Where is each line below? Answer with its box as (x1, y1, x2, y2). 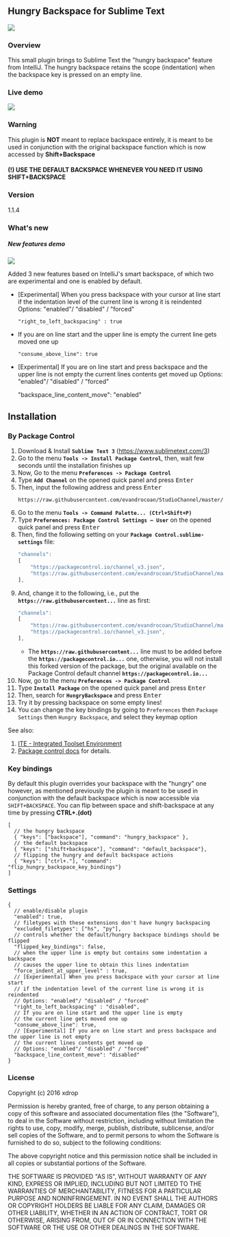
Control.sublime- (154, 531, 205, 539)
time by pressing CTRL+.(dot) (8, 808, 92, 817)
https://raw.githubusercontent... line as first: (17, 596, 151, 604)
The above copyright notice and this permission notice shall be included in (8, 1151, 218, 1160)
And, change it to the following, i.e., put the (17, 589, 140, 597)
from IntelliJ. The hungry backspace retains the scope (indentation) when (8, 63, 215, 71)
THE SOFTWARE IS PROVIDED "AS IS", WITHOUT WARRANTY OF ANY (8, 1172, 207, 1180)
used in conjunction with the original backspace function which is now (8, 143, 206, 151)
